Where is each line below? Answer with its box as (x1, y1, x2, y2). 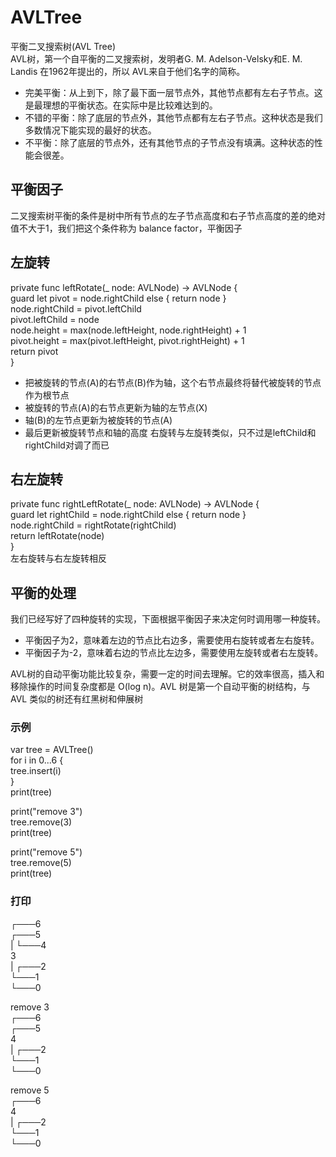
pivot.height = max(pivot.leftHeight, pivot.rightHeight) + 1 (10, 334, 245, 346)
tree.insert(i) (10, 765, 62, 777)
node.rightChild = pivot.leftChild (10, 302, 142, 315)
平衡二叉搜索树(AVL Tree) (10, 40, 117, 52)
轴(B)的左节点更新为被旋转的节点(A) (24, 414, 173, 426)
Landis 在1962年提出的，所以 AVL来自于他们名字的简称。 (10, 65, 246, 77)
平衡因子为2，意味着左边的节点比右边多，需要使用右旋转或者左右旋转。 (24, 634, 320, 646)
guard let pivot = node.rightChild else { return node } (10, 292, 227, 304)
